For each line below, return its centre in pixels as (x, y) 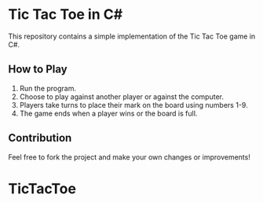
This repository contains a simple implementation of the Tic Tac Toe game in (132, 36)
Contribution (40, 138)
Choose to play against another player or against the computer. (121, 97)
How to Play (38, 70)
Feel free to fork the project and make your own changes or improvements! (130, 157)
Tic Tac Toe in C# (66, 15)
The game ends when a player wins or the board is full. (108, 113)
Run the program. (48, 88)
